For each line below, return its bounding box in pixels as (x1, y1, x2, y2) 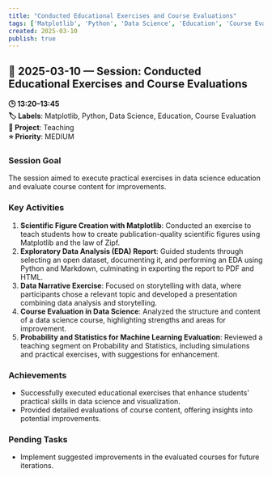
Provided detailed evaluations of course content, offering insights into (19, 405, 253, 415)
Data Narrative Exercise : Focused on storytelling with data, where (19, 281, 241, 290)
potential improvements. (19, 413, 101, 423)
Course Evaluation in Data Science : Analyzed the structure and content (19, 306, 261, 316)
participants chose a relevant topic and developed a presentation (19, 289, 237, 299)
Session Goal (8, 154, 62, 166)
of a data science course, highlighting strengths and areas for (19, 314, 227, 324)
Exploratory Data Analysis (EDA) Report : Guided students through (19, 246, 244, 255)
